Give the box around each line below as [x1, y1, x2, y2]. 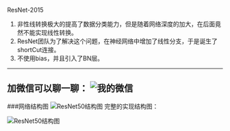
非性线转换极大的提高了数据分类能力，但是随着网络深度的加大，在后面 [16, 20, 216, 28]
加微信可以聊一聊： [7, 82, 88, 95]
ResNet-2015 [7, 6, 44, 14]
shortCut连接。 [16, 46, 60, 53]
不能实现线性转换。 [23, 29, 77, 36]
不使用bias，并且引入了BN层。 [16, 54, 104, 62]
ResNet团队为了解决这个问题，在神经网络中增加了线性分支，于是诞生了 [16, 37, 218, 45]
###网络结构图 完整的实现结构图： [7, 102, 159, 110]
